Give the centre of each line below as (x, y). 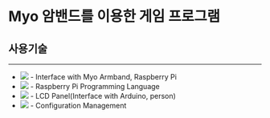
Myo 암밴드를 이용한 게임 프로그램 (115, 16)
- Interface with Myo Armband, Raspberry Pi (103, 77)
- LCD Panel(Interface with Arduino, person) (103, 96)
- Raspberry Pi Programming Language (95, 86)
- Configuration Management (78, 106)
